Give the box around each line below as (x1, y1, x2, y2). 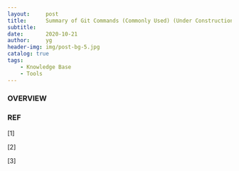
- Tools (20, 70, 43, 77)
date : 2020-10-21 (7, 30, 78, 38)
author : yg (7, 37, 53, 44)
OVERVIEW (7, 93, 48, 103)
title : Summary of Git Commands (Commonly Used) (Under (7, 17, 193, 24)
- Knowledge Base (20, 63, 72, 71)
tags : (7, 57, 23, 64)
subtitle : (7, 24, 37, 31)
